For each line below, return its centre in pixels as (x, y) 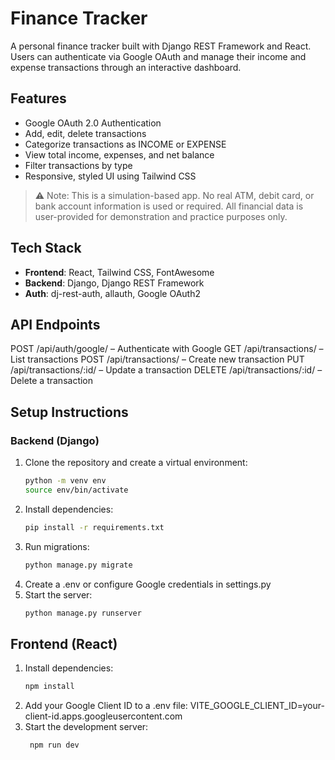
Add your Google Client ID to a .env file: (106, 706)
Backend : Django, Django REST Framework (114, 283)
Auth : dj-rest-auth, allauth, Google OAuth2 (113, 293)
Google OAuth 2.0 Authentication (93, 123)
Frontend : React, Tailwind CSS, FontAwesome (119, 272)
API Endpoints (55, 324)
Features (38, 98)
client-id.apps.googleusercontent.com (103, 716)
